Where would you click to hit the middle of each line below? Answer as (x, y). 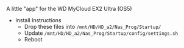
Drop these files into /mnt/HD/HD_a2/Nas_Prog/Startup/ (93, 27)
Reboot (33, 39)
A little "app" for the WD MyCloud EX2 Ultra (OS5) (69, 9)
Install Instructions (38, 20)
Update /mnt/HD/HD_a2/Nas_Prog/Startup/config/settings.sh (101, 33)
